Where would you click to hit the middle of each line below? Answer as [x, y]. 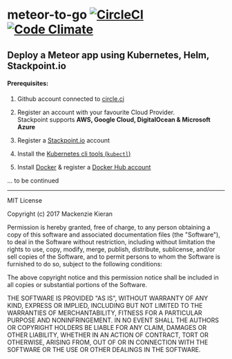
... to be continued [33, 181]
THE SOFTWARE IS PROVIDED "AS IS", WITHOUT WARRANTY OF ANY [108, 298]
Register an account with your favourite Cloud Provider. [96, 112]
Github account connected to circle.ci [70, 99]
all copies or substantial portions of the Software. [77, 284]
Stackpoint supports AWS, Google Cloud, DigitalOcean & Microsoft [114, 119]
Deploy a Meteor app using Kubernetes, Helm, [108, 55]
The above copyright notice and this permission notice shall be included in [113, 277]
